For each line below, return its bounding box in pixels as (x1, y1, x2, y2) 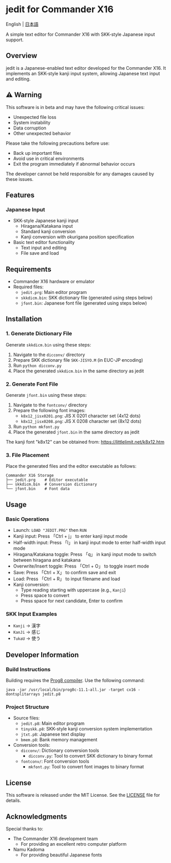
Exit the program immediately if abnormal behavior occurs (13, 160, 135, 167)
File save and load (20, 250, 59, 256)
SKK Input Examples (6, 610, 58, 617)
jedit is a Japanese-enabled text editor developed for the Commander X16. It (6, 65, 166, 71)
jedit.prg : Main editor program (20, 289, 87, 295)
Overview (6, 51, 38, 60)
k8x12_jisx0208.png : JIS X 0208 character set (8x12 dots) (20, 418, 142, 424)
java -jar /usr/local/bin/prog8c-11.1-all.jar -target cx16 (6, 687, 136, 692)
